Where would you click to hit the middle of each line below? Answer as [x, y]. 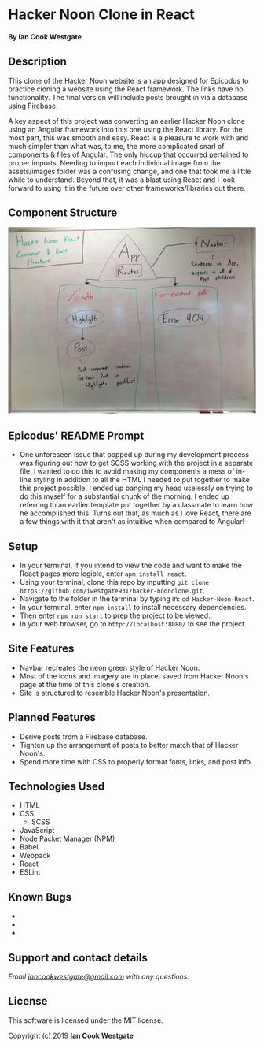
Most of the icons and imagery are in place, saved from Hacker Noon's [134, 676]
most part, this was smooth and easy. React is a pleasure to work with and [128, 138]
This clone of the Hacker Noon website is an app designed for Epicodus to [128, 80]
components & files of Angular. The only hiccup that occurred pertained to [128, 154]
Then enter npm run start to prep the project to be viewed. [115, 615]
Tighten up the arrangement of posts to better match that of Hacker [129, 745]
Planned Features [52, 717]
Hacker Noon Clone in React [101, 15]
